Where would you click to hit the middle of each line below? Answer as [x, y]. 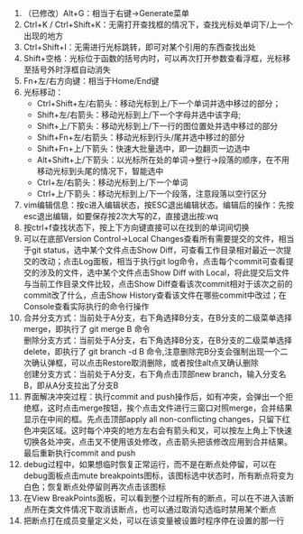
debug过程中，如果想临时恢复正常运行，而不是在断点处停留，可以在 [150, 464]
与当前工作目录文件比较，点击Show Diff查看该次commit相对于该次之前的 [158, 284]
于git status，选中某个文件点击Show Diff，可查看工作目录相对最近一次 [153, 250]
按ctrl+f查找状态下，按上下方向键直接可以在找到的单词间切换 [136, 227]
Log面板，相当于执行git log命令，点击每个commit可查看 [183, 261]
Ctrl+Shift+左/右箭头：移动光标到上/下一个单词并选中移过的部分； [159, 103]
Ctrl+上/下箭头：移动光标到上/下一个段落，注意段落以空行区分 [151, 193]
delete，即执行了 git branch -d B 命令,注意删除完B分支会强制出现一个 [151, 351]
